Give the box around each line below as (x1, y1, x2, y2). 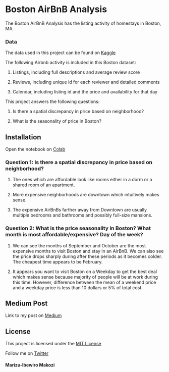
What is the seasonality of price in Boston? (12, 118, 102, 124)
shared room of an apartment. (12, 182, 75, 188)
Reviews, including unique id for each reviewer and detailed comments (12, 79, 160, 85)
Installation (5, 133, 41, 141)
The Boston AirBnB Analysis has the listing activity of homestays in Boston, (5, 20, 161, 26)
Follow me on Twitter (5, 350, 49, 356)
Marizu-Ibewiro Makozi (5, 362, 55, 368)
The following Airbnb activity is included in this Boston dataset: (5, 60, 136, 66)
